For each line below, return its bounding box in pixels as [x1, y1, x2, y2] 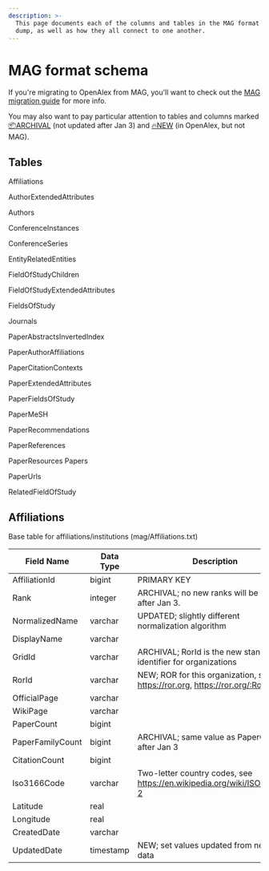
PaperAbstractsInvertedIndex [8, 332, 105, 341]
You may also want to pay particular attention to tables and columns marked [8, 111, 259, 121]
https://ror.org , [137, 679, 193, 690]
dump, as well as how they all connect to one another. [15, 26, 206, 34]
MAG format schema [8, 61, 149, 79]
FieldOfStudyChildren [8, 270, 80, 280]
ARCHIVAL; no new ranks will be [137, 587, 259, 598]
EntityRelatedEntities [8, 254, 77, 264]
